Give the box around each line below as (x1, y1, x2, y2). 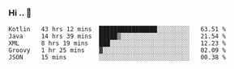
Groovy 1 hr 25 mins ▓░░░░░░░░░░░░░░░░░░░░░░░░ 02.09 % (8, 47, 227, 55)
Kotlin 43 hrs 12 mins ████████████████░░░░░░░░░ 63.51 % (8, 26, 227, 34)
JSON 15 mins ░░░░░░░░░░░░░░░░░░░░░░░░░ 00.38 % (8, 54, 227, 62)
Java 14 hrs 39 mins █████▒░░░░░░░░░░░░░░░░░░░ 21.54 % (8, 32, 227, 41)
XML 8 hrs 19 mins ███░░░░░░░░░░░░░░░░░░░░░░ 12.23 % (8, 39, 227, 47)
